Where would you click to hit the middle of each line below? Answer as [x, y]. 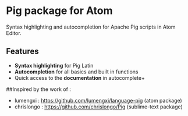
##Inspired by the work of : [39, 89]
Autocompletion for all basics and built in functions [76, 72]
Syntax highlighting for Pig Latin [54, 65]
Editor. [14, 33]
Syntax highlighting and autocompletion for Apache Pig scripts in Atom [91, 27]
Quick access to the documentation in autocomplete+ [80, 78]
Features [22, 52]
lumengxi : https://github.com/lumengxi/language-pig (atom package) [98, 100]
